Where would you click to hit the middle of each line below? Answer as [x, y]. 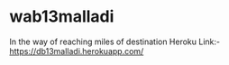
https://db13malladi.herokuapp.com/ [77, 51]
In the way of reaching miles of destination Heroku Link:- [115, 42]
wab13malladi [62, 17]
